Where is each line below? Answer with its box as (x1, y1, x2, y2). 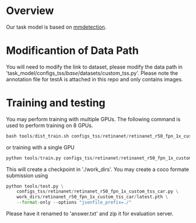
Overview (6, 4, 54, 18)
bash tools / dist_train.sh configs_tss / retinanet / (6, 133, 129, 139)
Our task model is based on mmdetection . (6, 23, 107, 30)
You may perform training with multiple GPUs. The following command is (6, 115, 181, 122)
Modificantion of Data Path (6, 44, 139, 57)
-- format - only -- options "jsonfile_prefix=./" (16, 200, 132, 205)
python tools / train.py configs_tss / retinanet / (6, 155, 121, 161)
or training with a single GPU (6, 143, 75, 150)
